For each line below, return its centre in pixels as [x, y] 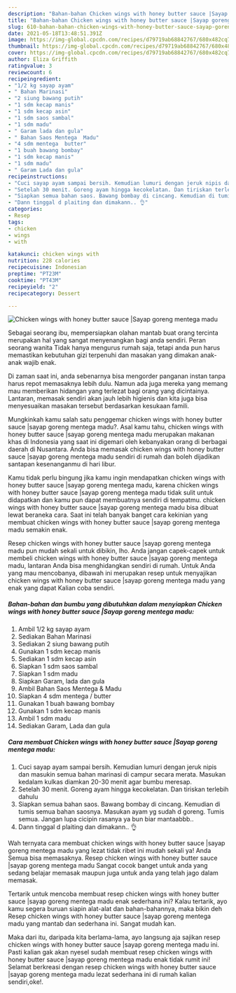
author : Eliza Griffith [43, 60]
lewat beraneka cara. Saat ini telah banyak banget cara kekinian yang [108, 515]
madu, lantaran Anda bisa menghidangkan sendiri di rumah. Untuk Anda [112, 566]
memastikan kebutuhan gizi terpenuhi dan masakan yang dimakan [103, 355]
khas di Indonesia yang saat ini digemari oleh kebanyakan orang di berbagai [118, 442]
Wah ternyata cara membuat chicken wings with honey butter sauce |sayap [117, 843]
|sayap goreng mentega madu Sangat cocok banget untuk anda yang [108, 866]
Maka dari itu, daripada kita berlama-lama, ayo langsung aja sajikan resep [114, 937]
